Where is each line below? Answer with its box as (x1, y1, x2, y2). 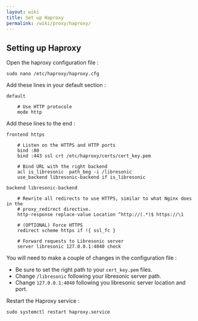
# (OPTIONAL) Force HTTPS (17, 222, 83, 228)
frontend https (6, 132, 45, 138)
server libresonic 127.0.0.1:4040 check (17, 244, 121, 250)
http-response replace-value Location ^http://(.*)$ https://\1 (17, 211, 184, 218)
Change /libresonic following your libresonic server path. (15, 272, 161, 280)
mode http (17, 109, 43, 116)
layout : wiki (6, 9, 40, 15)
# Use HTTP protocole (17, 104, 72, 110)
